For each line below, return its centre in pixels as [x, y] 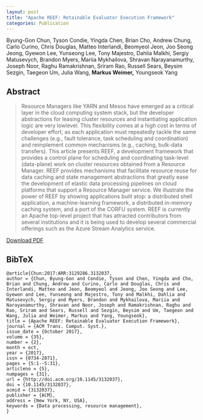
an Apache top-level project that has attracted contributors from [101, 216]
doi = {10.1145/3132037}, [39, 385]
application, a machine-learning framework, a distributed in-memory [107, 203]
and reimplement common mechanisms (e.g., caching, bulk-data [102, 145]
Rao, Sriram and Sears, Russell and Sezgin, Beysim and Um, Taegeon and [100, 310]
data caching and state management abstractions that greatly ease [105, 177]
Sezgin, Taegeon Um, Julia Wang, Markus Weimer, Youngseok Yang [92, 73]
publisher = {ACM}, [31, 395]
